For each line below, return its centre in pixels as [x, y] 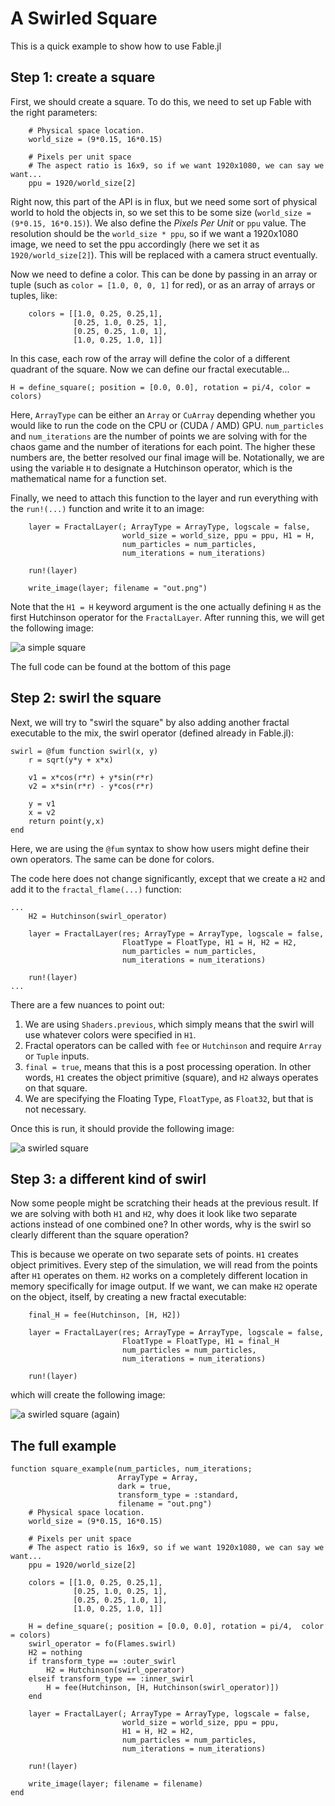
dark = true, [144, 1487]
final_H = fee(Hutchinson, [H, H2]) [105, 1315]
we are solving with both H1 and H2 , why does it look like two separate [154, 1214]
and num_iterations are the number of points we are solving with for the [159, 436]
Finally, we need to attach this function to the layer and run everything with [164, 498]
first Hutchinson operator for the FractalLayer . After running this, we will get [167, 617]
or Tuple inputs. [57, 1056]
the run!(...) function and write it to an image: [107, 508]
